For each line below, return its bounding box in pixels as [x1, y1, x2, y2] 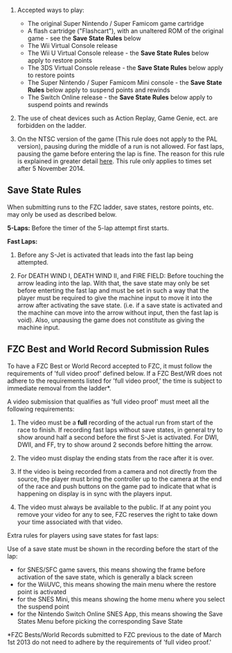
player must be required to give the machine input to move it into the [17, 293, 213, 301]
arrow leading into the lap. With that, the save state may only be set [17, 279, 210, 287]
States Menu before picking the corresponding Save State [17, 617, 184, 625]
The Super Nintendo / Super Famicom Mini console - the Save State [27, 78, 223, 86]
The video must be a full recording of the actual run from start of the [17, 418, 213, 427]
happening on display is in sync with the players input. [17, 489, 172, 497]
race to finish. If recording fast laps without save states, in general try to [17, 425, 223, 433]
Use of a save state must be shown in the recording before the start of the [7, 545, 219, 553]
